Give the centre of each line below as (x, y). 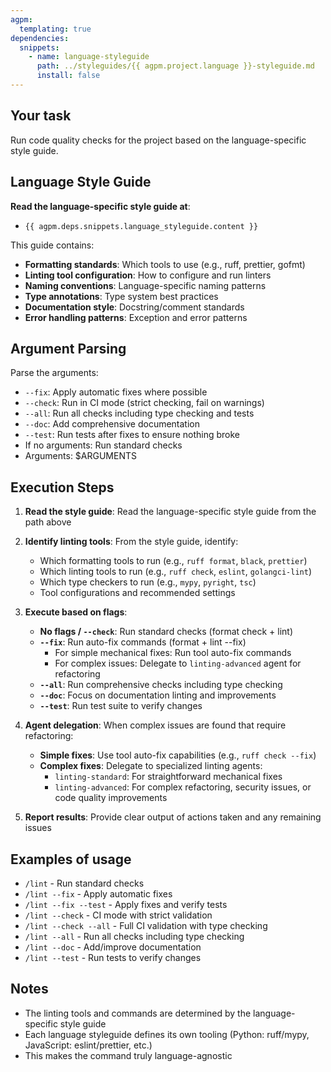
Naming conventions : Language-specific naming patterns (145, 285)
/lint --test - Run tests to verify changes (113, 957)
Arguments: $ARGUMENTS (81, 456)
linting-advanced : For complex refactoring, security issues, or (183, 787)
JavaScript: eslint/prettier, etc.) (88, 1045)
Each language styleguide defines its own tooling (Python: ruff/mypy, (167, 1034)
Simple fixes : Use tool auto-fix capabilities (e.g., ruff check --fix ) (178, 755)
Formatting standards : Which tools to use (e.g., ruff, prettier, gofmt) (165, 264)
